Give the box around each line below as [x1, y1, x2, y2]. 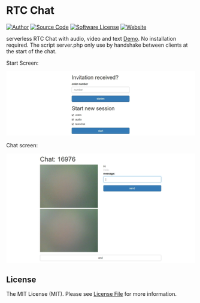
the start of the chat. [6, 47, 57, 54]
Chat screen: [6, 141, 38, 149]
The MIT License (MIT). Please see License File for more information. [6, 290, 177, 298]
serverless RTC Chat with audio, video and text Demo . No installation [6, 35, 177, 42]
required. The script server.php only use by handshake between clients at [6, 41, 188, 49]
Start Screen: [6, 59, 39, 66]
